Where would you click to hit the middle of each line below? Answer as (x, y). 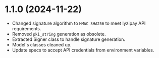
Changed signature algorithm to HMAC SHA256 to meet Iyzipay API (79, 23)
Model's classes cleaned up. (42, 44)
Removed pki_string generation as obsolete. (59, 34)
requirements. (26, 28)
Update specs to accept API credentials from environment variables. (83, 50)
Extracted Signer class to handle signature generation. (69, 39)
